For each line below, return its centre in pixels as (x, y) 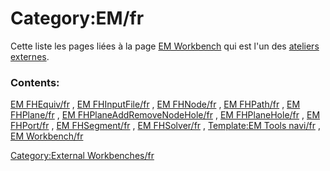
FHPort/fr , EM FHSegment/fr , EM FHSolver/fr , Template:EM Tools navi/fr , (165, 126)
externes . (30, 56)
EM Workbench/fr (47, 136)
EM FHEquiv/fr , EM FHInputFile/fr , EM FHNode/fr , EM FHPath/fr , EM (155, 104)
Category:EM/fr (77, 18)
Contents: (35, 82)
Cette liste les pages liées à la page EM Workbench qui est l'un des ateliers (165, 46)
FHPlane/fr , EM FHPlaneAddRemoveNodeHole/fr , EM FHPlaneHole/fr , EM (165, 115)
